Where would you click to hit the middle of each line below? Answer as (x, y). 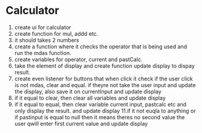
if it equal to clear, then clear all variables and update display (90, 98)
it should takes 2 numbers (47, 40)
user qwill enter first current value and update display (81, 123)
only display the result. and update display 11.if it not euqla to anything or (105, 111)
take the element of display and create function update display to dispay (104, 66)
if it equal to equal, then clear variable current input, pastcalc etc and (100, 104)
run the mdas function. (43, 53)
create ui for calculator (43, 27)
